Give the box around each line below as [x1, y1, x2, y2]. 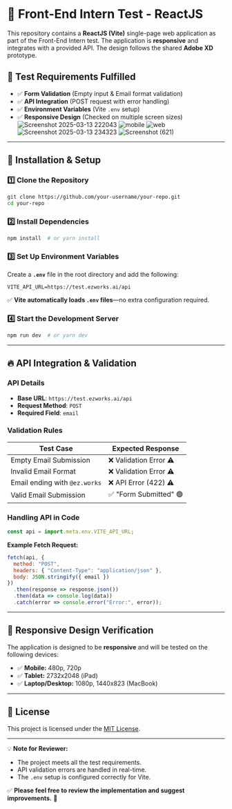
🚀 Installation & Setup [7, 155, 101, 166]
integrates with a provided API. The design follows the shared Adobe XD [7, 43, 214, 52]
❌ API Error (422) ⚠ [108, 478, 175, 487]
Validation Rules [7, 426, 64, 436]
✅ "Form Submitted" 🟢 [108, 489, 184, 499]
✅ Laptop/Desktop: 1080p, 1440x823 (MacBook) [17, 679, 158, 688]
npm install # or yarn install [7, 235, 100, 242]
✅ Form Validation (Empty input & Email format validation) [17, 89, 183, 97]
